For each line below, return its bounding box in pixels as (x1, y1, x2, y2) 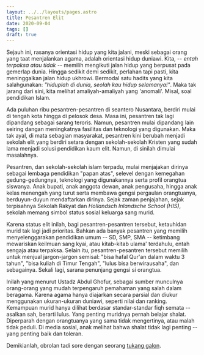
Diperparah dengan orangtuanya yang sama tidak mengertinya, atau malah (6, 317, 195, 324)
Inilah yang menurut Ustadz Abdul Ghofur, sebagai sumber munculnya (6, 278, 183, 285)
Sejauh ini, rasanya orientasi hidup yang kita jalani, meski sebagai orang (6, 48, 188, 56)
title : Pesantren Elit (6, 15, 64, 21)
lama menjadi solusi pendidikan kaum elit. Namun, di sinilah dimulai (6, 145, 175, 152)
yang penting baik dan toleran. (6, 330, 84, 337)
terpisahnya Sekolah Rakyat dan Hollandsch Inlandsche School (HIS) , (6, 203, 181, 210)
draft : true (6, 32, 37, 38)
